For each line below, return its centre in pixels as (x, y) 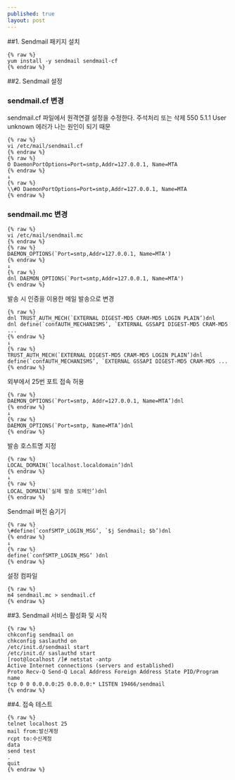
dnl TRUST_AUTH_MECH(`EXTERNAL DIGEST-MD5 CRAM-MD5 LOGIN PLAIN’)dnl (112, 318)
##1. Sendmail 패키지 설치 (44, 41)
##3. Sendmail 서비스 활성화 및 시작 (57, 615)
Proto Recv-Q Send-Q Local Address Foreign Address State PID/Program (113, 672)
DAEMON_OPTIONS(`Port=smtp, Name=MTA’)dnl (70, 426)
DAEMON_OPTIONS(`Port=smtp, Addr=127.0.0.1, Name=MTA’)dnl (96, 401)
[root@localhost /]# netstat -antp (59, 660)
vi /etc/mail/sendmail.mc (45, 236)
